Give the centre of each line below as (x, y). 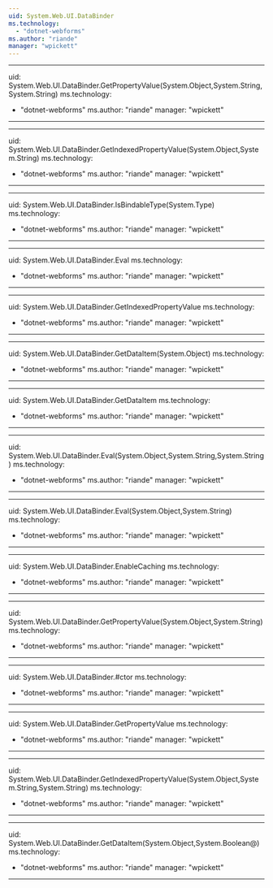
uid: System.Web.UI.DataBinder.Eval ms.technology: (95, 260)
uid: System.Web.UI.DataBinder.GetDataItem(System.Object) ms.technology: (136, 353)
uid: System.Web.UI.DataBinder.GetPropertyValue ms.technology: (118, 724)
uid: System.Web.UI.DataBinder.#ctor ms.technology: (97, 677)
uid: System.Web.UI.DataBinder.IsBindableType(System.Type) (112, 205)
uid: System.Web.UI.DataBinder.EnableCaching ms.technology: (114, 566)
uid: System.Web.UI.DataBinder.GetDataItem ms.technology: (110, 401)
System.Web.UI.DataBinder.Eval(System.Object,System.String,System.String (136, 456)
